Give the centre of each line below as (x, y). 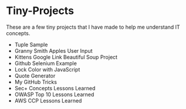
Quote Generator (35, 76)
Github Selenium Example (46, 63)
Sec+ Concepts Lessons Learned (55, 88)
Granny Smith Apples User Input (53, 50)
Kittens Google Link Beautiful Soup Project (66, 57)
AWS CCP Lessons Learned (48, 100)
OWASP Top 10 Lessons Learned (54, 94)
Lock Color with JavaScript (47, 69)
